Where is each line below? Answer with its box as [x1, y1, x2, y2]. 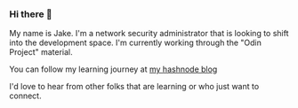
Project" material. [9, 47, 73, 58]
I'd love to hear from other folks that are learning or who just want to [9, 81, 260, 92]
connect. [9, 90, 42, 101]
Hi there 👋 [9, 8, 53, 20]
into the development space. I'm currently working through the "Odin [9, 37, 262, 48]
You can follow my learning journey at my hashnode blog [9, 64, 218, 74]
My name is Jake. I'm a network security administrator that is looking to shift [9, 28, 289, 39]
